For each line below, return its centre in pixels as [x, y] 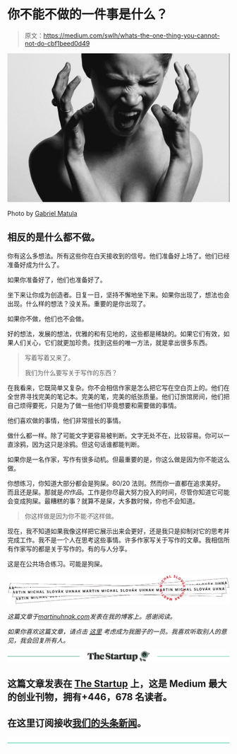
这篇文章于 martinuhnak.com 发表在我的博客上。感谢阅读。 [92, 617]
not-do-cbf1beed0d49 [57, 43]
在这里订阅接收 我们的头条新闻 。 [77, 723]
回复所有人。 [50, 641]
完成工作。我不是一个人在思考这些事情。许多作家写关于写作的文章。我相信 [115, 539]
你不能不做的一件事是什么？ [88, 15]
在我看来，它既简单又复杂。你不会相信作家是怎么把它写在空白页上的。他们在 [119, 387]
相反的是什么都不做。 [54, 238]
